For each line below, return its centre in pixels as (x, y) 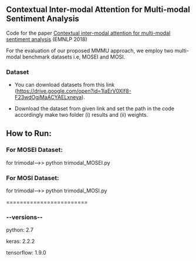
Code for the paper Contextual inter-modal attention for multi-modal (88, 33)
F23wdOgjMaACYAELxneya (48, 97)
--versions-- (24, 218)
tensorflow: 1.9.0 (26, 253)
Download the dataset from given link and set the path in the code (94, 109)
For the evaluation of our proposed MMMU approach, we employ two (90, 50)
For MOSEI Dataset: (34, 150)
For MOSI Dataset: (33, 178)
